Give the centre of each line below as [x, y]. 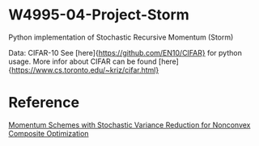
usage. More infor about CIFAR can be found [83, 61]
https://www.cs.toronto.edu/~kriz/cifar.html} [85, 69]
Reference [44, 103]
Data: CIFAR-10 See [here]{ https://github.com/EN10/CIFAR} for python [125, 52]
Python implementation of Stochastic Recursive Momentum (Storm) [121, 37]
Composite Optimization [49, 133]
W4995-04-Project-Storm [99, 15]
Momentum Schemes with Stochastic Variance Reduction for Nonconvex [129, 125]
